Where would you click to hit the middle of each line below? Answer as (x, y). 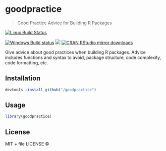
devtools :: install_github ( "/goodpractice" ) (51, 90)
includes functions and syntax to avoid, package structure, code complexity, (83, 57)
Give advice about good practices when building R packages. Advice (76, 52)
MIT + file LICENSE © (27, 144)
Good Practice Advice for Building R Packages (65, 23)
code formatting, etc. (27, 62)
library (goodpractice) (28, 117)
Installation (23, 78)
